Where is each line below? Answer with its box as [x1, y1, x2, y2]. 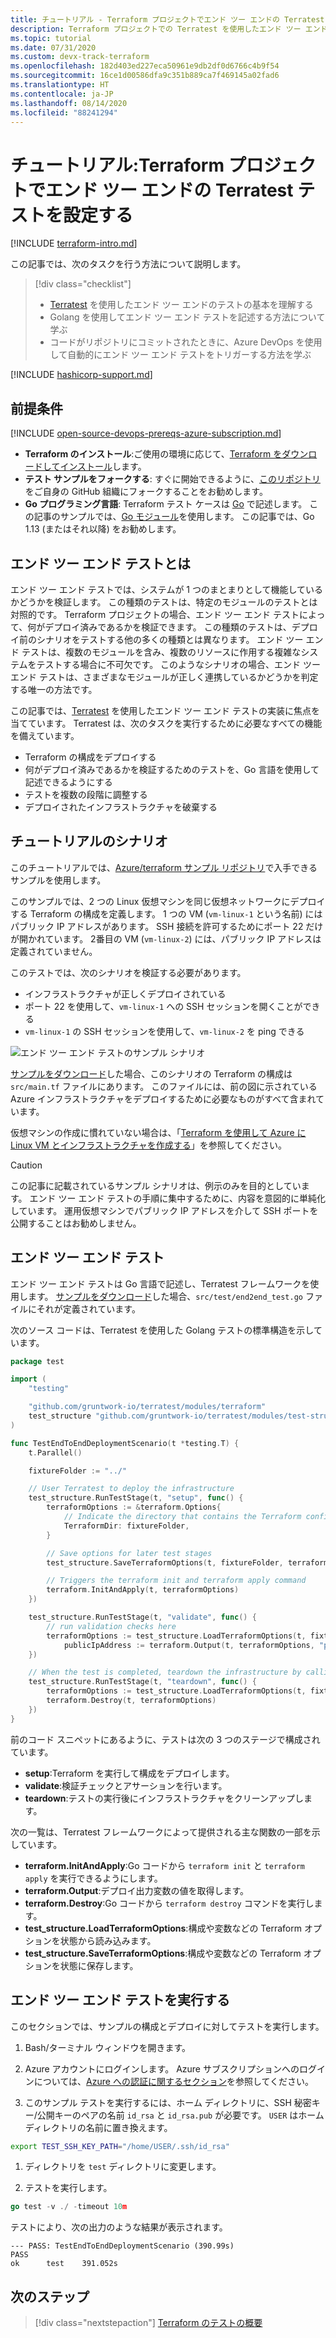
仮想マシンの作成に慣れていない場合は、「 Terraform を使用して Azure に [10, 1126, 307, 1138]
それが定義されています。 [36, 1302, 141, 1315]
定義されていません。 [10, 945, 98, 957]
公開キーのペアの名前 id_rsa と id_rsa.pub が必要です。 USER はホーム [36, 2109, 325, 2121]
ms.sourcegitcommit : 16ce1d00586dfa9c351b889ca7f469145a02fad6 [10, 71, 280, 81]
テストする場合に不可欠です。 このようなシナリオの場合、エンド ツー [36, 658, 322, 670]
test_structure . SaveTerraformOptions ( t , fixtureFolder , [46, 1557, 284, 1568]
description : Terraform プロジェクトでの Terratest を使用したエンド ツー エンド [10, 24, 328, 34]
